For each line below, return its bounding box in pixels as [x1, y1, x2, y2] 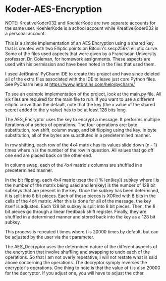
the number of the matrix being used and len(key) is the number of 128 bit [5, 182, 156, 188]
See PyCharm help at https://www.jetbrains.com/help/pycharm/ [5, 81, 135, 87]
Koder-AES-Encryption [5, 3, 103, 15]
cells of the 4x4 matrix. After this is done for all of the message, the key [5, 198, 151, 204]
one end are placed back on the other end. [5, 152, 93, 158]
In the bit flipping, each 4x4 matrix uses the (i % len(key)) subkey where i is [5, 177, 160, 183]
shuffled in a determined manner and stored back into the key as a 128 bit [5, 213, 156, 219]
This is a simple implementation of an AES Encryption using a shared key [5, 40, 154, 46]
